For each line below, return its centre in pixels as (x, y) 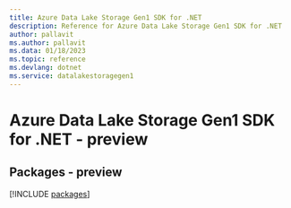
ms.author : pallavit (48, 43)
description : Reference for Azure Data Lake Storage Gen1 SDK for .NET (145, 26)
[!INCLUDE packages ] (50, 194)
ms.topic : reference (48, 59)
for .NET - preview (79, 139)
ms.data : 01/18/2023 (48, 51)
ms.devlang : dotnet (46, 68)
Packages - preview (66, 173)
